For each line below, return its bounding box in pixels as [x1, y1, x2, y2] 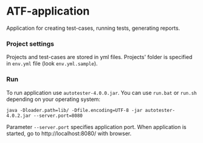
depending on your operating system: [6, 96, 101, 103]
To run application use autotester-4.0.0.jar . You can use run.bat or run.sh [6, 89, 197, 96]
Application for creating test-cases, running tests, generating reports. [6, 24, 181, 32]
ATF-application [6, 4, 90, 18]
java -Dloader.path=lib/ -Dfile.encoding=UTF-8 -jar [6, 107, 143, 113]
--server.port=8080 [33, 113, 83, 119]
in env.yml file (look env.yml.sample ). [6, 60, 98, 68]
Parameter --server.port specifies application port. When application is [6, 123, 187, 130]
